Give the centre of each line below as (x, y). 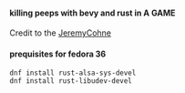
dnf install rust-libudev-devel (71, 81)
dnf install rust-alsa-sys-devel (73, 73)
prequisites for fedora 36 (58, 54)
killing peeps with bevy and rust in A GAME (92, 13)
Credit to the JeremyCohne (61, 33)
